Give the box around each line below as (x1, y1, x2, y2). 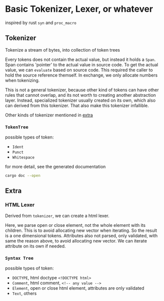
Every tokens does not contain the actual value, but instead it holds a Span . (5, 56, 156, 62)
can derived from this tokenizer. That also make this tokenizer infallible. (5, 102, 149, 109)
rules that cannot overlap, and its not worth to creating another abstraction (5, 92, 156, 98)
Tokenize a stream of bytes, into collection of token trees (5, 47, 120, 53)
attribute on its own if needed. (5, 243, 66, 249)
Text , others (12, 290, 37, 296)
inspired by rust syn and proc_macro (5, 20, 77, 26)
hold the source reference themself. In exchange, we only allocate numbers (5, 72, 158, 78)
